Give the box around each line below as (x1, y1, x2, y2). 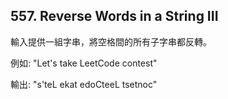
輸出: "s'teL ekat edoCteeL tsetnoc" (10, 78, 158, 90)
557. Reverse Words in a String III (10, 8, 219, 25)
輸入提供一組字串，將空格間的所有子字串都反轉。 (10, 35, 212, 48)
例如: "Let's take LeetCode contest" (10, 57, 158, 69)
